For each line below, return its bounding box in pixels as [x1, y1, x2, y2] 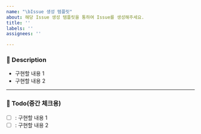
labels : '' [6, 25, 33, 32]
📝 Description [6, 56, 47, 64]
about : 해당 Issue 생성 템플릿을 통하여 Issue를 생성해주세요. [6, 14, 145, 20]
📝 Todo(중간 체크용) [6, 99, 62, 108]
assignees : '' [6, 31, 42, 37]
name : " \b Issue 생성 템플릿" [6, 8, 73, 15]
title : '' [6, 20, 31, 26]
